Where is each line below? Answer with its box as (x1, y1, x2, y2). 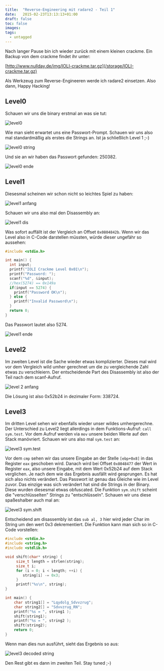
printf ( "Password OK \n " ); (14, 290, 67, 295)
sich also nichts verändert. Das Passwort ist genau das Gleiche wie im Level (5, 476, 159, 482)
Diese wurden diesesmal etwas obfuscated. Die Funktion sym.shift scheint (5, 487, 157, 493)
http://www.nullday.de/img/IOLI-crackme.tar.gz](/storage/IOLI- (6, 63, 134, 69)
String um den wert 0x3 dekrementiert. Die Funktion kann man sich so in (5, 522, 152, 528)
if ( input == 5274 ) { (9, 285, 52, 290)
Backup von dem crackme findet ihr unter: (5, 53, 91, 59)
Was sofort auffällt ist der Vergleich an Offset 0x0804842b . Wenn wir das (5, 229, 149, 235)
